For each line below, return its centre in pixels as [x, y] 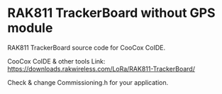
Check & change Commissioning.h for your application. [88, 82]
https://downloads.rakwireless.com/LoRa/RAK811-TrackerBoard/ [101, 69]
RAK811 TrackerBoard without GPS [111, 13]
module [30, 28]
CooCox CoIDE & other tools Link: [56, 61]
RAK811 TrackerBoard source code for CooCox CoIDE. [87, 47]
